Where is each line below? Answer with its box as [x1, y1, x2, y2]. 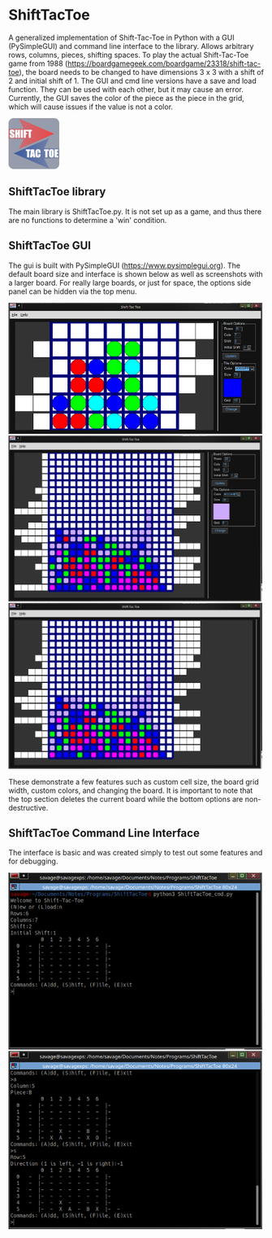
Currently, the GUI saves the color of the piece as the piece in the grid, [8, 93, 245, 103]
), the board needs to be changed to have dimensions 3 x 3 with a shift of [19, 67, 264, 77]
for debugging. [8, 856, 58, 866]
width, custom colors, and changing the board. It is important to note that [8, 785, 253, 795]
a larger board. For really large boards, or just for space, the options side [8, 278, 252, 287]
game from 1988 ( [8, 59, 68, 68]
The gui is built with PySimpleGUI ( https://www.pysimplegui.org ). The [8, 260, 241, 270]
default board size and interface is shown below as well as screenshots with [8, 269, 264, 278]
